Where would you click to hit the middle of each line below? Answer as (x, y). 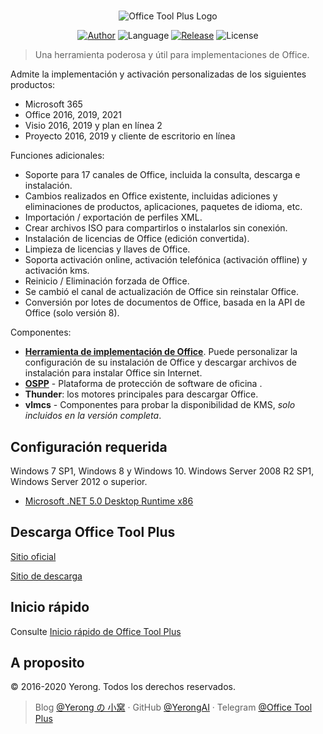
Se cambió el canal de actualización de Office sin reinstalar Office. (161, 292)
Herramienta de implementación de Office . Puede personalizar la (161, 352)
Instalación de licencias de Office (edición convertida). (137, 239)
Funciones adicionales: (57, 156)
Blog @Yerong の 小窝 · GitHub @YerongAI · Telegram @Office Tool (173, 707)
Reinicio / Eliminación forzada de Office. (107, 281)
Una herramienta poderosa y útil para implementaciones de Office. (172, 55)
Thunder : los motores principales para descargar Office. (141, 394)
